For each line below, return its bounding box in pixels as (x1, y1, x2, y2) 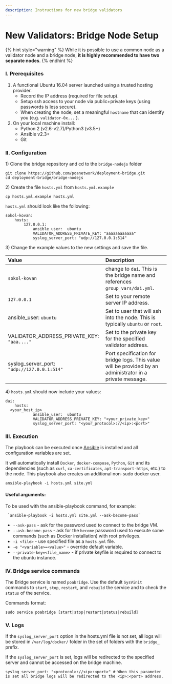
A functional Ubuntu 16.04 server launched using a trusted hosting (12, 82, 153, 88)
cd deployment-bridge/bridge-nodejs (5, 175, 83, 180)
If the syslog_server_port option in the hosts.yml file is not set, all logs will (5, 633, 162, 639)
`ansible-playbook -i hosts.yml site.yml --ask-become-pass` (7, 513, 141, 518)
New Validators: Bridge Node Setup (5, 29, 159, 41)
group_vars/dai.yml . (105, 285, 155, 292)
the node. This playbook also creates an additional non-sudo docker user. (5, 471, 161, 477)
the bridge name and (105, 272, 156, 279)
